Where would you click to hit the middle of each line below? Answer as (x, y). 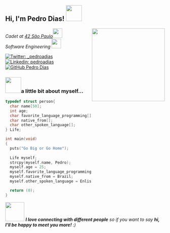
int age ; (19, 111)
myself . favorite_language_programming (51, 172)
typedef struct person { (30, 102)
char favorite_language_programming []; (52, 115)
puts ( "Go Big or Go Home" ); (39, 148)
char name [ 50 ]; (26, 106)
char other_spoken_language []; (43, 125)
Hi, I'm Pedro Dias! (35, 19)
